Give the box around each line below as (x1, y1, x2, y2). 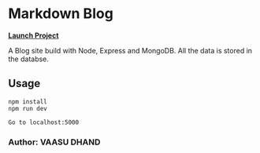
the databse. (8, 54, 50, 64)
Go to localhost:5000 (8, 118, 80, 126)
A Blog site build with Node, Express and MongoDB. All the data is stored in (8, 46, 253, 55)
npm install (8, 97, 47, 106)
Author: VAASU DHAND (8, 137, 101, 148)
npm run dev (8, 104, 47, 112)
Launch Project (8, 31, 59, 40)
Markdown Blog (8, 5, 114, 23)
